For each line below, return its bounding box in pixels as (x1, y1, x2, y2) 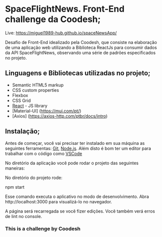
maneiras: (5, 165, 25, 171)
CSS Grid (12, 98, 31, 103)
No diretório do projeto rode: (5, 175, 62, 180)
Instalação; (5, 127, 40, 136)
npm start (5, 184, 25, 190)
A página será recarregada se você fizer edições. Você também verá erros (5, 208, 155, 214)
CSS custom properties (12, 87, 60, 93)
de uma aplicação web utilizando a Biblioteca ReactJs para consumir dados (5, 44, 157, 50)
